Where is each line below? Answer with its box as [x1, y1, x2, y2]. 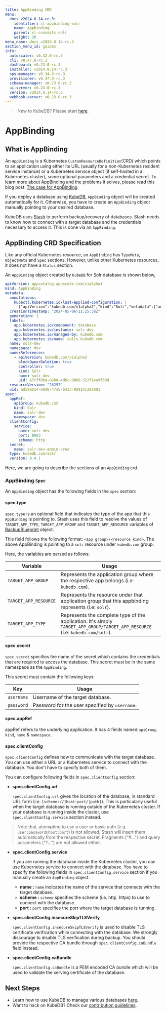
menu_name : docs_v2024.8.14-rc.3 [5, 40, 74, 44]
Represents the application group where [60, 571, 154, 578]
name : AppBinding [14, 26, 50, 31]
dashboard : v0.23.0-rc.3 [9, 62, 61, 67]
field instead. [12, 945, 39, 951]
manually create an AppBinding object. [12, 875, 90, 881]
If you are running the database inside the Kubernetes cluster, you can [12, 859, 156, 865]
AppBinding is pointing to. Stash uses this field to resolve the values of [5, 516, 147, 522]
